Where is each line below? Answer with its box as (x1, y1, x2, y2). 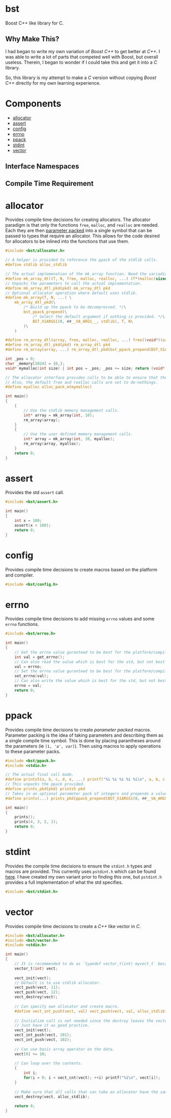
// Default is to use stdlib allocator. (14, 980, 101, 985)
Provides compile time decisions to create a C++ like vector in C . (5, 923, 141, 929)
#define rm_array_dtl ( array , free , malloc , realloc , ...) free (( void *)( (5, 337, 163, 343)
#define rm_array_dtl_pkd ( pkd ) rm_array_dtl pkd (5, 343, 110, 348)
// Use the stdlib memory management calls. (23, 408, 120, 413)
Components (5, 98, 62, 109)
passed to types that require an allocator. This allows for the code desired (5, 233, 160, 239)
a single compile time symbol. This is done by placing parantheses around (5, 737, 161, 743)
